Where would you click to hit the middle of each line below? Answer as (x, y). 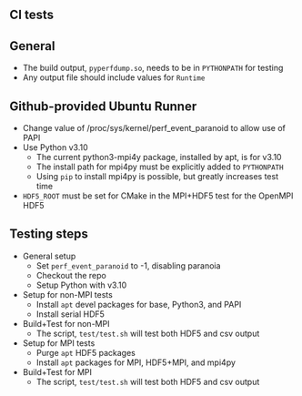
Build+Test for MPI (57, 371)
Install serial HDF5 (70, 314)
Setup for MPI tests (59, 343)
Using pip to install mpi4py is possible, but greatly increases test (157, 177)
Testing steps (49, 234)
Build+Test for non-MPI (66, 323)
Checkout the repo (71, 275)
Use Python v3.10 (55, 147)
